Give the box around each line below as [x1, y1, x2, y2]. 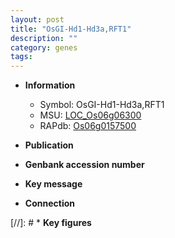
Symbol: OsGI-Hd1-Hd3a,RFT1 [39, 99, 165, 111]
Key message [24, 178, 83, 190]
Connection [24, 197, 75, 210]
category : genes [10, 42, 78, 53]
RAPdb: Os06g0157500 [39, 120, 137, 132]
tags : [10, 52, 33, 62]
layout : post [10, 14, 65, 25]
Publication [24, 139, 74, 151]
